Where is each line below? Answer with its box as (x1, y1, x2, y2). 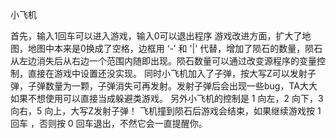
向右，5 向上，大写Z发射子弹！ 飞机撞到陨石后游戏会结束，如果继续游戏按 (10, 105, 315, 117)
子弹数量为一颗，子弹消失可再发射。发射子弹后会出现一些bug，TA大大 (27, 80, 318, 92)
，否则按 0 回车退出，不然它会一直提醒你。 (29, 118, 208, 129)
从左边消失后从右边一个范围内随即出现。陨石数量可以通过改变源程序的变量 (10, 55, 317, 67)
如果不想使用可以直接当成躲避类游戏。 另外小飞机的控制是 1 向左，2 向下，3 (10, 93, 324, 104)
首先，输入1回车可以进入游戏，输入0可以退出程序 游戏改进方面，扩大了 (10, 30, 303, 42)
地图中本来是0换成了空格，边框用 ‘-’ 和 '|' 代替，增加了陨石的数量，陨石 (27, 43, 323, 54)
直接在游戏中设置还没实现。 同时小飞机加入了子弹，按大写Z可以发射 (27, 68, 308, 79)
